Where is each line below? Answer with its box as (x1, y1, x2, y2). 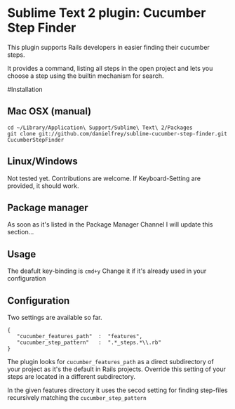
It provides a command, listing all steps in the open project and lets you (7, 64, 213, 72)
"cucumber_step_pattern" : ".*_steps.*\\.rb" (16, 339, 161, 346)
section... (7, 228, 34, 236)
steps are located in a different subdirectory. (7, 373, 135, 380)
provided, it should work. (7, 181, 79, 190)
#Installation (7, 85, 43, 93)
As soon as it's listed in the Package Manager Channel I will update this (7, 220, 213, 229)
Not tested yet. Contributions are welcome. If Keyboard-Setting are (7, 174, 201, 182)
